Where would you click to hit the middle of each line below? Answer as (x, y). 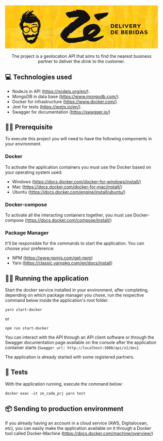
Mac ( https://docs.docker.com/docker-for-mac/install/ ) (67, 187)
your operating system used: (34, 172)
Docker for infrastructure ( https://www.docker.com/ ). (65, 101)
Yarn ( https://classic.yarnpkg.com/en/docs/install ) (62, 263)
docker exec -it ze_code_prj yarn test (45, 393)
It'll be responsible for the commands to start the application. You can (75, 244)
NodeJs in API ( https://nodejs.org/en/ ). (51, 91)
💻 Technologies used (39, 77)
